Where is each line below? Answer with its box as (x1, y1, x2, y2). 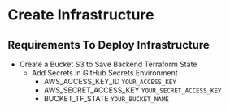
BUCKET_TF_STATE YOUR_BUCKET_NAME (43, 94, 170, 103)
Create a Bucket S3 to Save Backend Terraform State (19, 59, 197, 69)
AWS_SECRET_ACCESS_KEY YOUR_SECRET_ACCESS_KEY (43, 85, 222, 95)
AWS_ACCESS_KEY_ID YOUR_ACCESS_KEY (43, 77, 176, 86)
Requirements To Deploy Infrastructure (7, 38, 210, 52)
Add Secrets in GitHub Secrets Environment (31, 68, 178, 78)
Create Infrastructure (7, 6, 154, 24)
